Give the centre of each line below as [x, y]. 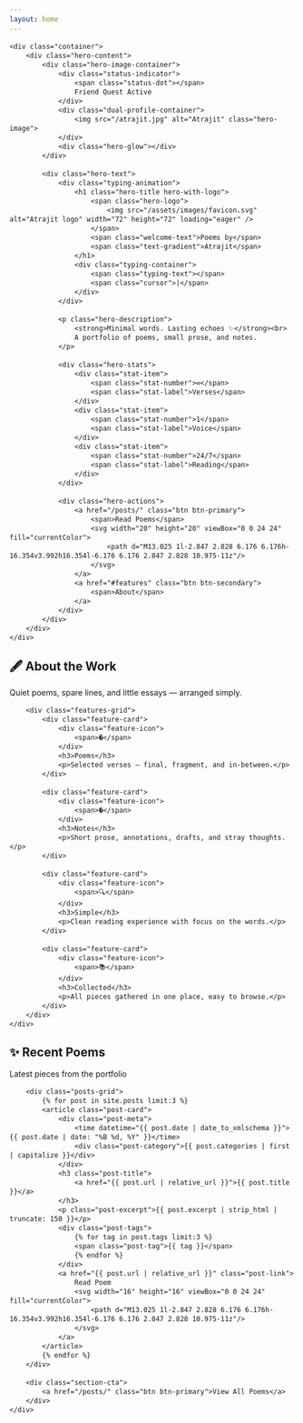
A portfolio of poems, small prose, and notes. [166, 337]
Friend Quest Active [113, 92]
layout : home [34, 19]
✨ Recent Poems [58, 1052]
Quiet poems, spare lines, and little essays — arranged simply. [126, 693]
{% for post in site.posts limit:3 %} [115, 1101]
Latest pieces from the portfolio [68, 1074]
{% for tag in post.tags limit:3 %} [143, 1238]
